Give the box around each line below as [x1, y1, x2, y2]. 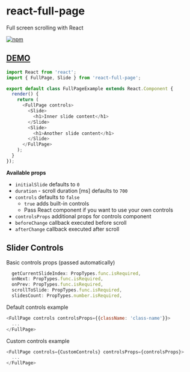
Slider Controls [6, 243, 64, 253]
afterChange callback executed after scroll [14, 225, 120, 233]
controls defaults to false [14, 194, 80, 201]
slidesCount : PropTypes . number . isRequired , [11, 293, 122, 299]
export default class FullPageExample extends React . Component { [6, 85, 173, 91]
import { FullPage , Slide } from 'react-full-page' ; [6, 75, 141, 81]
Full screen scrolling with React [6, 24, 84, 31]
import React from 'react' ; [6, 69, 77, 75]
